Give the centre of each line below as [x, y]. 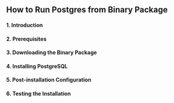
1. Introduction [25, 25]
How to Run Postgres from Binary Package [87, 10]
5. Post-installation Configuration [49, 80]
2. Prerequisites [26, 39]
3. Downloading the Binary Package [52, 53]
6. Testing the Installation [38, 93]
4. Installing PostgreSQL [37, 66]
